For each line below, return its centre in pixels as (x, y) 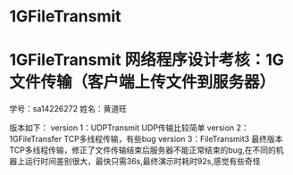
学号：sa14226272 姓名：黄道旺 (68, 109)
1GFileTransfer (36, 139)
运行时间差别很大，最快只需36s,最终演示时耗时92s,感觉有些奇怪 (142, 162)
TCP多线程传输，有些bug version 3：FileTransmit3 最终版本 (173, 139)
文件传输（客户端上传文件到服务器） (142, 83)
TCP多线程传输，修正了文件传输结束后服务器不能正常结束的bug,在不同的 (143, 150)
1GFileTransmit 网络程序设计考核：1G (146, 60)
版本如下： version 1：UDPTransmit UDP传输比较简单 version (122, 128)
